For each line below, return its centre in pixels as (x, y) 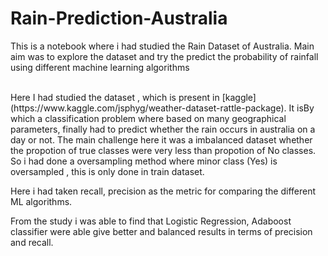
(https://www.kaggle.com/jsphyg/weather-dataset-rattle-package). (148, 108)
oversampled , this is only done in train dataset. (107, 171)
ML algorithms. (41, 201)
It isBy (301, 108)
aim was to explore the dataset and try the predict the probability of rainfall (164, 56)
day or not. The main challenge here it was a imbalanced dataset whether (161, 139)
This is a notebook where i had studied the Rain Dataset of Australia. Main (162, 46)
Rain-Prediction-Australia (119, 18)
